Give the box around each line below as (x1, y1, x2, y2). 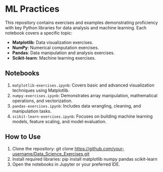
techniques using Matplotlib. (12, 87, 70, 93)
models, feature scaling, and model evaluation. (12, 118, 107, 124)
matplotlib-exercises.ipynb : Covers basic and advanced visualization (12, 82, 155, 88)
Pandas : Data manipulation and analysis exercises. (12, 50, 115, 56)
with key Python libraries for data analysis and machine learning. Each (5, 24, 147, 30)
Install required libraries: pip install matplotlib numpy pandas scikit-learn (12, 156, 158, 162)
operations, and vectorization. (12, 98, 73, 104)
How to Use (5, 133, 41, 141)
